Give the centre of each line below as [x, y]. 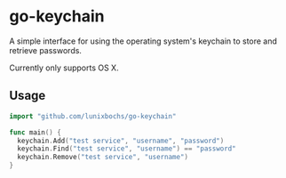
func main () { [36, 132]
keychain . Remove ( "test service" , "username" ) [103, 158]
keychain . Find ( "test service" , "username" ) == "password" [127, 149]
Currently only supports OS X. [64, 68]
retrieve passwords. [46, 50]
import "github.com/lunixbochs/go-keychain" [93, 116]
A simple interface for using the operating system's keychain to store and [143, 41]
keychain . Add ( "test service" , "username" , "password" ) [121, 141]
